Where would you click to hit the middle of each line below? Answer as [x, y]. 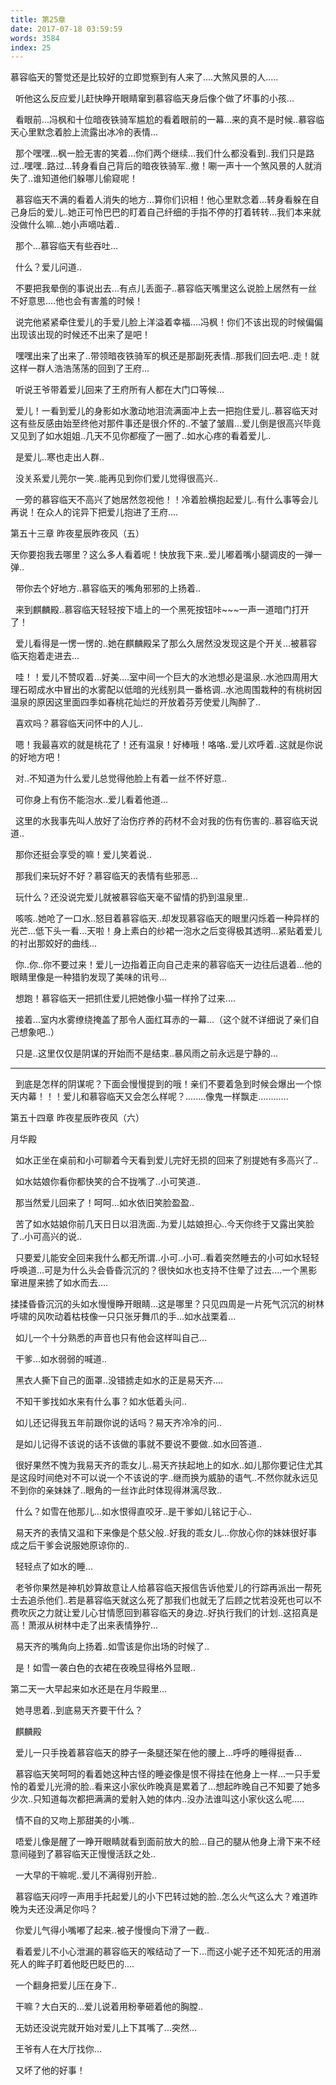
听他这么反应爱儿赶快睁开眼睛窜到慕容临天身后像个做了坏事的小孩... [154, 98]
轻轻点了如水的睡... [53, 1567]
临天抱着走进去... [45, 656]
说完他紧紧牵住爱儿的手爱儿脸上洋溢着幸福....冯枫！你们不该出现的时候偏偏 [169, 322]
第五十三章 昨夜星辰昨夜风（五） [77, 533]
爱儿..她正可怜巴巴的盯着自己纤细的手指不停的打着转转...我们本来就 [183, 212]
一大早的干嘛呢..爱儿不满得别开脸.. [86, 1875]
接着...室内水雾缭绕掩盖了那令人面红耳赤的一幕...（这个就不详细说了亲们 [163, 1020]
